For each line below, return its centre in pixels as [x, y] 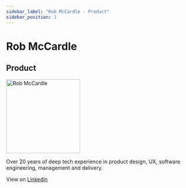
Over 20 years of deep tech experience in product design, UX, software [93, 161]
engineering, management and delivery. [55, 168]
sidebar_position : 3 [32, 17]
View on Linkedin [27, 179]
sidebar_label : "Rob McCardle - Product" [58, 12]
